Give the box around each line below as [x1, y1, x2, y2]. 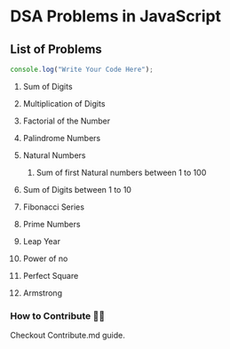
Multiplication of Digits [22, 98, 106, 108]
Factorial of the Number [22, 115, 110, 126]
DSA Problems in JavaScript [10, 6, 221, 27]
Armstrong [22, 287, 63, 298]
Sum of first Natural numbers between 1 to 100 [36, 167, 207, 178]
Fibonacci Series [22, 202, 85, 212]
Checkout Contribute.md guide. [10, 330, 125, 341]
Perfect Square [22, 270, 79, 281]
